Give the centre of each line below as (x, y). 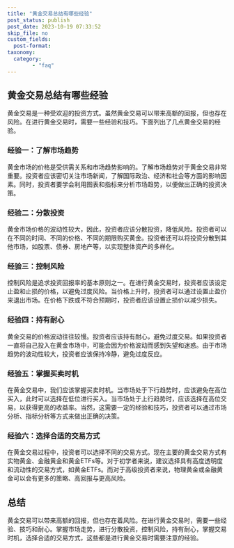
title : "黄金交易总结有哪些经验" (50, 14)
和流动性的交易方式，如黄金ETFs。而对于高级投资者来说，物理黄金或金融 (112, 469)
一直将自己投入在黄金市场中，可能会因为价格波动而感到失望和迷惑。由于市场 (117, 345)
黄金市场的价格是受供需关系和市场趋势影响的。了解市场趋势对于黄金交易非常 (117, 167)
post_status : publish (39, 20)
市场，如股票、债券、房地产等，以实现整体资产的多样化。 (95, 247)
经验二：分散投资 (36, 213)
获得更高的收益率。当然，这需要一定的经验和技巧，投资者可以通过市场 (126, 407)
